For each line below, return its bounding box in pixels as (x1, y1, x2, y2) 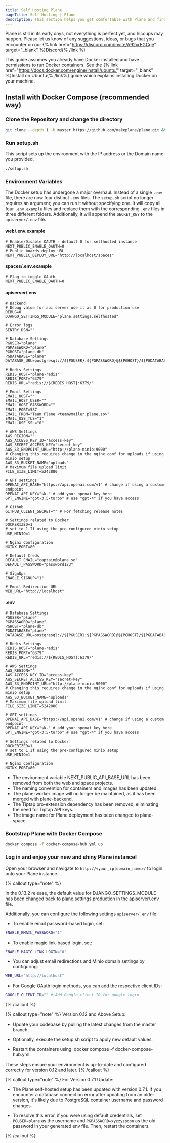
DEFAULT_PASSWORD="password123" (5, 562, 73, 567)
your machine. (5, 78, 35, 84)
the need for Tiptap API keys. (12, 807, 74, 813)
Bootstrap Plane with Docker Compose (5, 830, 102, 837)
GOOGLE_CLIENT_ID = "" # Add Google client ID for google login (5, 993, 139, 998)
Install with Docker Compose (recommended (5, 93, 149, 101)
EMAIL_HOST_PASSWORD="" (5, 403, 56, 408)
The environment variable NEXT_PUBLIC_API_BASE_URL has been (12, 774, 151, 781)
